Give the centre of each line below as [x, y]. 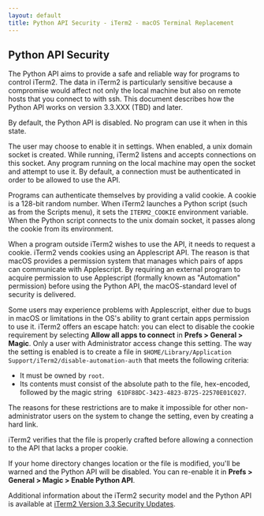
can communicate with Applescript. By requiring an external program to [125, 269]
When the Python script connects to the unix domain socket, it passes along [132, 220]
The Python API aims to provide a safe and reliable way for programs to [124, 74]
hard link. [23, 424]
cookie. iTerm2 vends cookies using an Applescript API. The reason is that [129, 253]
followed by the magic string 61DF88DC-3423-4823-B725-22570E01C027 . [133, 393]
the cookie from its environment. [61, 229]
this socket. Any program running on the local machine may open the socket [132, 164]
